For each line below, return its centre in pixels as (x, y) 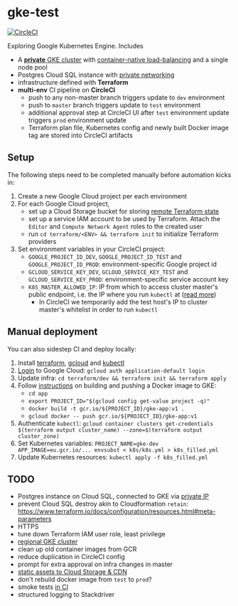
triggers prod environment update (77, 120)
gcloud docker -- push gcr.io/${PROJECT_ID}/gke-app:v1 (113, 416)
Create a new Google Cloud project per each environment (102, 196)
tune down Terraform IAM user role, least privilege (91, 534)
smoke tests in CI (43, 587)
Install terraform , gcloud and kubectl (71, 363)
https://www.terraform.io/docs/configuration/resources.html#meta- (117, 511)
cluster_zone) (38, 436)
